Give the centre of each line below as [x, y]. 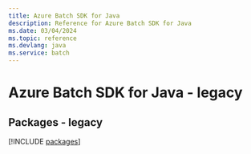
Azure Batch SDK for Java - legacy [125, 93]
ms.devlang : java [37, 46]
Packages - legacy [55, 122]
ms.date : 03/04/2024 [43, 30]
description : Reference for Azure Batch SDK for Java [100, 23]
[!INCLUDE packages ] [45, 142]
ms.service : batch [39, 53]
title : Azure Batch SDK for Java [64, 16]
